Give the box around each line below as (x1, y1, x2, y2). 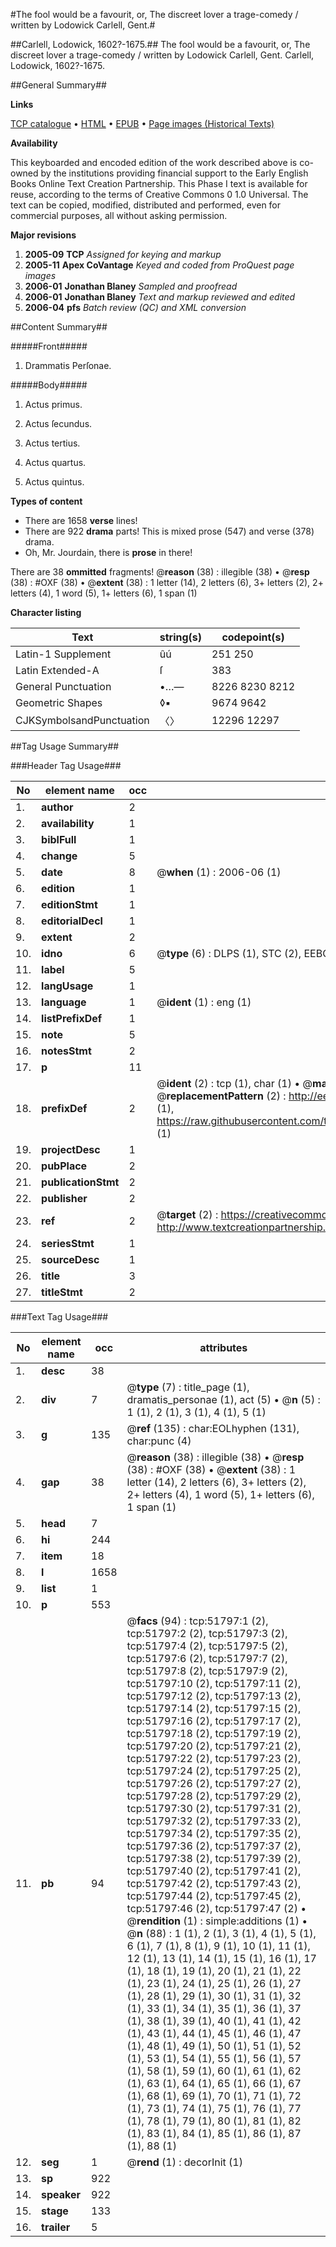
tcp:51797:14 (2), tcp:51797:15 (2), (126, 1702, 302, 1715)
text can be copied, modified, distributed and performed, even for (10, 199, 282, 211)
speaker (41, 2188, 82, 2201)
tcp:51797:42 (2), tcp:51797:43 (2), (126, 1877, 302, 1890)
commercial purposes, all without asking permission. (10, 210, 228, 221)
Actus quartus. (24, 457, 87, 468)
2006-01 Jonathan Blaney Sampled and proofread (24, 280, 238, 292)
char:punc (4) (126, 1434, 192, 1448)
